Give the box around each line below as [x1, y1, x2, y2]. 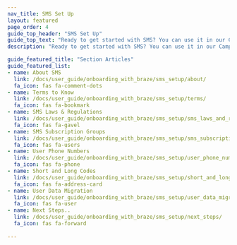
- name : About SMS [7, 68, 61, 76]
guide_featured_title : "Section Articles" [7, 56, 134, 64]
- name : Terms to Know [7, 89, 74, 96]
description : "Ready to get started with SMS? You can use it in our [7, 43, 217, 50]
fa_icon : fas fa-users [13, 141, 80, 148]
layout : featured [7, 17, 59, 24]
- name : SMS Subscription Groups [7, 128, 106, 135]
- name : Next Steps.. [7, 207, 71, 214]
